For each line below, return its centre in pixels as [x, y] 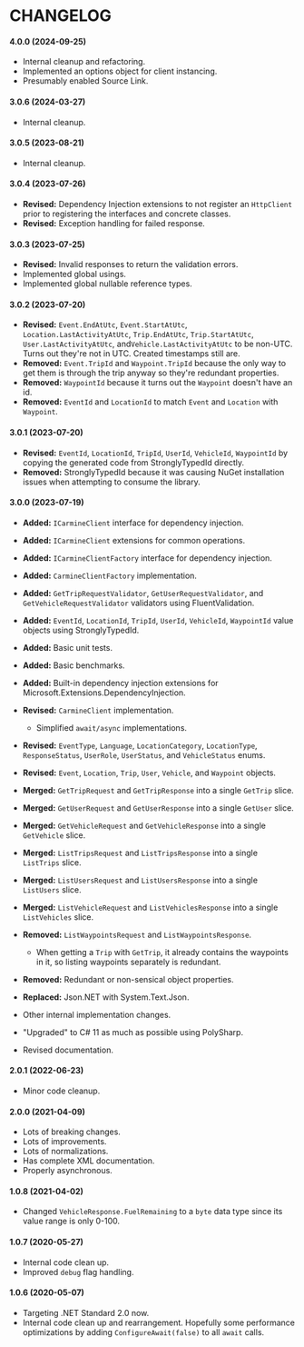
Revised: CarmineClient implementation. [98, 710]
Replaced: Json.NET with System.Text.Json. [106, 997]
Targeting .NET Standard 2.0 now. [86, 1312]
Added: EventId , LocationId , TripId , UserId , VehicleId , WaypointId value [158, 620]
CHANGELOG [60, 16]
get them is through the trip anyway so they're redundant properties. [151, 373]
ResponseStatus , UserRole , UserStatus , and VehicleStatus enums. [144, 754]
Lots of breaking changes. [71, 1132]
